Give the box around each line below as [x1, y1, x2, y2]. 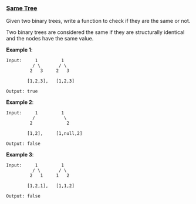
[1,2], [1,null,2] [27, 131, 83, 137]
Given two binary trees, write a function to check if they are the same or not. [6, 18, 191, 25]
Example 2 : [6, 98, 34, 106]
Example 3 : [6, 151, 34, 158]
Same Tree [6, 4, 38, 12]
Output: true [6, 89, 38, 94]
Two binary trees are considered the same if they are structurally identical [6, 29, 185, 36]
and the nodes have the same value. [6, 35, 94, 42]
